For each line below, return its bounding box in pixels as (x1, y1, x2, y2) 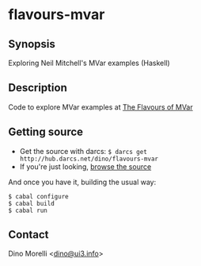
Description (8, 81, 67, 94)
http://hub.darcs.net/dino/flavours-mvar (19, 155, 158, 163)
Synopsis (8, 37, 55, 51)
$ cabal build (8, 199, 55, 207)
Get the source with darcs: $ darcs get (19, 146, 148, 156)
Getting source (8, 125, 84, 139)
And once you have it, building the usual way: (8, 177, 157, 187)
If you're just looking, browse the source (19, 161, 152, 172)
